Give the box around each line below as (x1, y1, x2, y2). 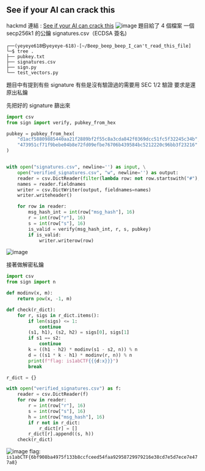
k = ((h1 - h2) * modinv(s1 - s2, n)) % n (28, 346, 138, 353)
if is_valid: (28, 232, 62, 238)
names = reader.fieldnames (17, 181, 86, 187)
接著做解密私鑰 (6, 261, 44, 268)
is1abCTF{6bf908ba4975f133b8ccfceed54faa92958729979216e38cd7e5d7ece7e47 (6, 455, 198, 461)
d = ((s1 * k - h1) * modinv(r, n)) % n (28, 352, 132, 358)
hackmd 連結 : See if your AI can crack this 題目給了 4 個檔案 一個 (6, 21, 195, 29)
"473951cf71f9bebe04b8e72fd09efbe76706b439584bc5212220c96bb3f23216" (17, 142, 198, 148)
